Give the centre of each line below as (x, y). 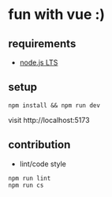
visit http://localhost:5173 (49, 120)
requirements (42, 44)
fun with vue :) (56, 15)
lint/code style (43, 164)
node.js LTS (39, 62)
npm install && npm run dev (54, 105)
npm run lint (30, 178)
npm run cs (26, 185)
